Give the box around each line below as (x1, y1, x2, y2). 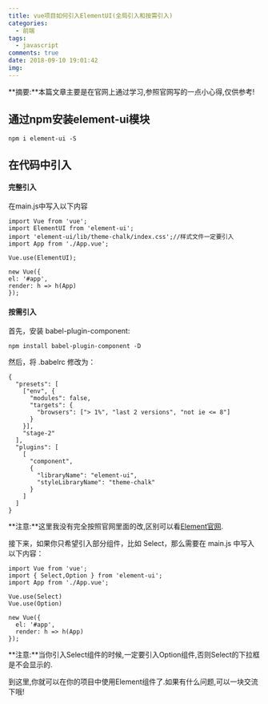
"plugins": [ (15, 443, 59, 451)
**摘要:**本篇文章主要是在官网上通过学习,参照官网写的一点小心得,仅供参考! (8, 87, 255, 96)
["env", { (22, 387, 56, 395)
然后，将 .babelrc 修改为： (8, 358, 96, 367)
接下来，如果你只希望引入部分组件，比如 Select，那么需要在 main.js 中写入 (8, 539, 254, 548)
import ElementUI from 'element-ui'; (8, 225, 134, 233)
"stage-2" (22, 430, 56, 438)
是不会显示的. (8, 660, 54, 670)
